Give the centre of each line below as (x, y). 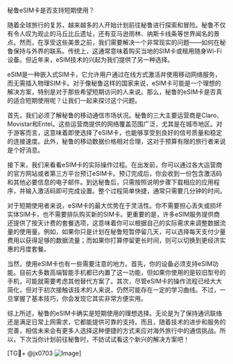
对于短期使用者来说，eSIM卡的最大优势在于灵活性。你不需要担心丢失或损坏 (115, 206)
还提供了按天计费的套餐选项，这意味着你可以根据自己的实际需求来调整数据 (113, 223)
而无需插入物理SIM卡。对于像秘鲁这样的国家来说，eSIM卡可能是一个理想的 (114, 83)
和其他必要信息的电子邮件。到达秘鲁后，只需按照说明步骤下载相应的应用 (110, 182)
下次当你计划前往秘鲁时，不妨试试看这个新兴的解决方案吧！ (104, 339)
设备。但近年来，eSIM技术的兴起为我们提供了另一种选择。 (90, 60)
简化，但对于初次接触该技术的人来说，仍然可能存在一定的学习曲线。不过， (113, 290)
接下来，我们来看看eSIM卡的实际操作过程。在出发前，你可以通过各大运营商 (115, 165)
